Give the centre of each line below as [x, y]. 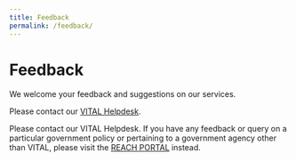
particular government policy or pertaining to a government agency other [143, 138]
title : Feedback [39, 17]
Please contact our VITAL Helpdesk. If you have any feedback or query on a [148, 129]
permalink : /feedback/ [51, 26]
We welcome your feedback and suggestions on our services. [123, 94]
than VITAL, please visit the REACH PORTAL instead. [105, 148]
